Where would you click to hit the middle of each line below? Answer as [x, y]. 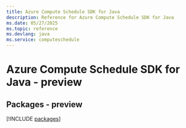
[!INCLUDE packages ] [34, 119]
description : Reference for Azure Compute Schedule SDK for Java [90, 17]
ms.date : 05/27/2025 [32, 23]
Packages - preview [44, 104]
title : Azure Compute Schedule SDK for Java [63, 12]
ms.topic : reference [32, 29]
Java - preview [44, 82]
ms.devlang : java [28, 34]
